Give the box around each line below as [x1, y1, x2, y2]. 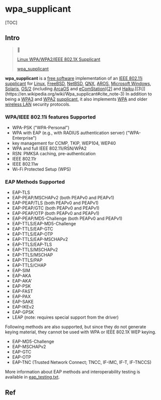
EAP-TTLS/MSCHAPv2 [12, 247, 58, 253]
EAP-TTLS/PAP [12, 257, 43, 263]
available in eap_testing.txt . [5, 374, 60, 380]
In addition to [125, 91, 152, 96]
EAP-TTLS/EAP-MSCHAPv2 [12, 236, 68, 242]
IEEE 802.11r [12, 156, 37, 162]
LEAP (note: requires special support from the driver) [12, 314, 119, 320]
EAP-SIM [12, 268, 31, 274]
